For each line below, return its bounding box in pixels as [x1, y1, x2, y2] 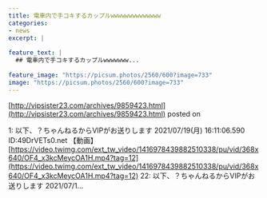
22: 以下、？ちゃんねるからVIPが [140, 171, 249, 180]
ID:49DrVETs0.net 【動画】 [8, 135, 98, 145]
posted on [167, 109, 201, 118]
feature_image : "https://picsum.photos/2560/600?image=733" [8, 71, 213, 79]
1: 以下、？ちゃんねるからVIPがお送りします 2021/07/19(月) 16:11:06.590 [8, 125, 245, 135]
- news [8, 26, 30, 34]
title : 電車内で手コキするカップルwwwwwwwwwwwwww [8, 11, 161, 20]
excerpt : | [8, 34, 45, 42]
